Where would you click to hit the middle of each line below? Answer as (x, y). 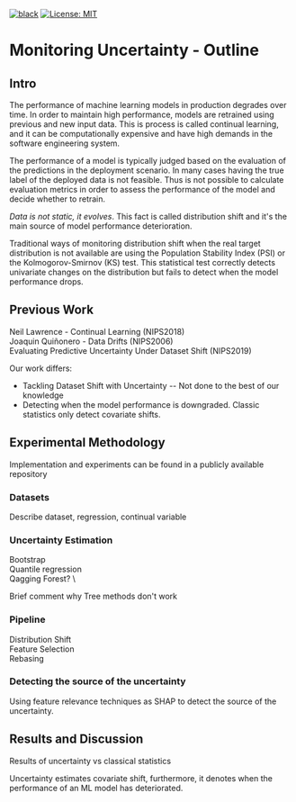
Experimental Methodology (87, 442)
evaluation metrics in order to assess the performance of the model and (143, 189)
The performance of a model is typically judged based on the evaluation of (148, 161)
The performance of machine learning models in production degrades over (148, 105)
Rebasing (27, 658)
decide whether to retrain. (58, 199)
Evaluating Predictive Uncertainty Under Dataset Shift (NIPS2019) (130, 350)
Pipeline (27, 619)
